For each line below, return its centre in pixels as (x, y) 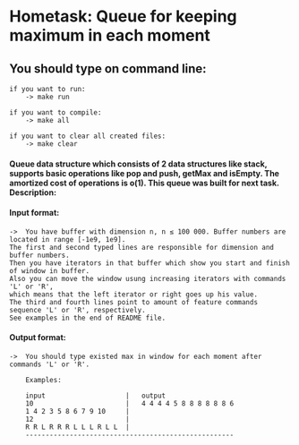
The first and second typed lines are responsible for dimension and (142, 247)
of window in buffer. (50, 270)
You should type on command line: (108, 68)
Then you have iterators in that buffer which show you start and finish (150, 263)
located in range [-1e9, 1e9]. (68, 239)
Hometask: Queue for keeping (123, 17)
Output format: (38, 338)
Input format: (34, 213)
